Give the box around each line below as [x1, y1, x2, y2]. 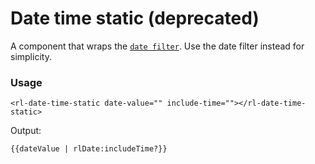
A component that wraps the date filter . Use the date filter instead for [10, 40, 305, 52]
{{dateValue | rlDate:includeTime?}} [10, 144, 168, 154]
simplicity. [10, 50, 52, 62]
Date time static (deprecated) [10, 7, 260, 30]
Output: [10, 125, 42, 137]
